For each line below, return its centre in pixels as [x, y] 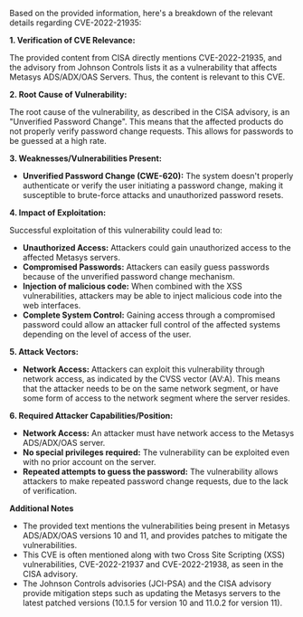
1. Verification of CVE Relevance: [72, 40]
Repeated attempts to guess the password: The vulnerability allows [150, 471]
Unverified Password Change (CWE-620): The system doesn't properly [158, 176]
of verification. [50, 491]
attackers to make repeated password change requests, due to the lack [155, 481]
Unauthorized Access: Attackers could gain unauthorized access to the [156, 247]
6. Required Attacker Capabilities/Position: [91, 416]
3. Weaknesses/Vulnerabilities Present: [86, 158]
